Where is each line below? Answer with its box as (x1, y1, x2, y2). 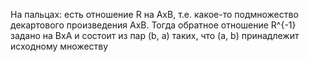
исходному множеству (10, 40, 109, 52)
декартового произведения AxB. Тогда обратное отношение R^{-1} (10, 19, 297, 31)
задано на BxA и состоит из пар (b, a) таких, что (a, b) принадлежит (10, 30, 300, 41)
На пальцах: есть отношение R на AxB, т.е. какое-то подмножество (10, 9, 299, 20)
